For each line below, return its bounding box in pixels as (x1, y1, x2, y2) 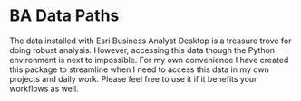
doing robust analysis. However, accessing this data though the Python (9, 44, 275, 55)
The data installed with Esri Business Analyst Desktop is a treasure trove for (9, 35, 292, 46)
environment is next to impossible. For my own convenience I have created (9, 54, 289, 65)
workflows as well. (9, 83, 79, 94)
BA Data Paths (9, 5, 120, 26)
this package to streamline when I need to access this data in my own (9, 64, 269, 75)
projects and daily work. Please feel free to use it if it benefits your (9, 73, 257, 84)
